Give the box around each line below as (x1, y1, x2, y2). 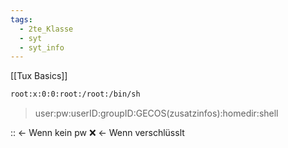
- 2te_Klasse (19, 24, 74, 34)
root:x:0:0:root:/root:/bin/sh (10, 89, 141, 100)
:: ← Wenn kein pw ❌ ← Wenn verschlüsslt (10, 127, 185, 139)
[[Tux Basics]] (10, 70, 68, 82)
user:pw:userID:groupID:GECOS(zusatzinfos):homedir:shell (34, 107, 279, 120)
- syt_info (19, 42, 65, 53)
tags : (10, 14, 33, 25)
